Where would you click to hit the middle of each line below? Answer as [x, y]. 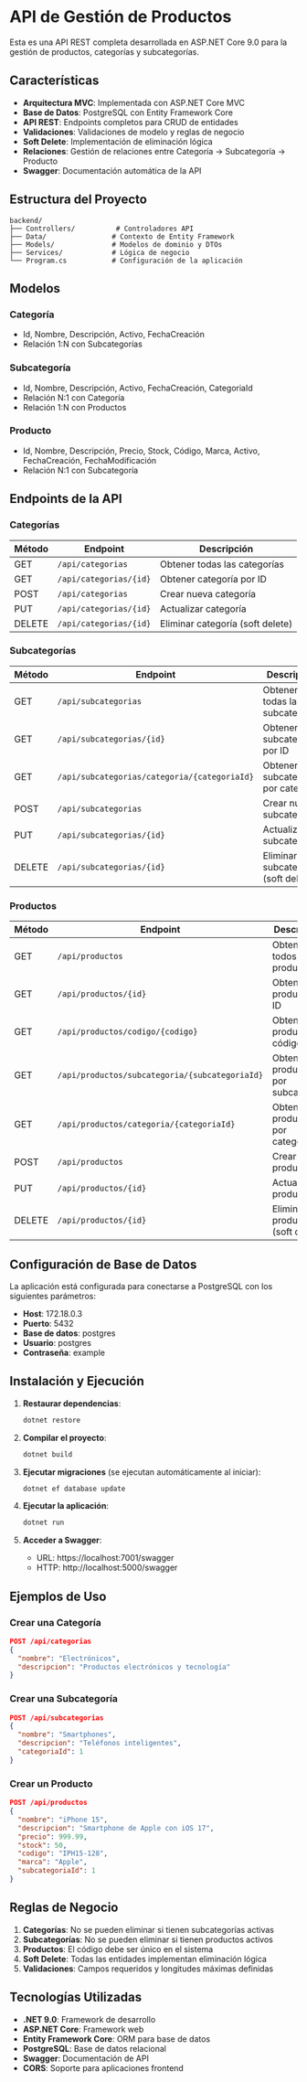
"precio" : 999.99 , [53, 1836]
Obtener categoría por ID [213, 579]
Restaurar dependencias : [72, 1403]
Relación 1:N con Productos [74, 407]
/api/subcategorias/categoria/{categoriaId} [155, 776]
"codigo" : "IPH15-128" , [63, 1853]
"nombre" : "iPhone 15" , [63, 1820]
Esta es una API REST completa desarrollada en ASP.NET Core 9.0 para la [148, 42]
